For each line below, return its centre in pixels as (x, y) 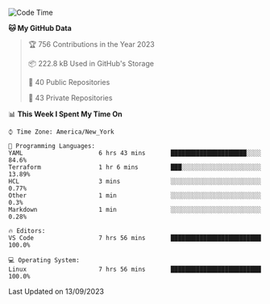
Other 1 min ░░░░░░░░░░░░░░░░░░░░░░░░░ (135, 196)
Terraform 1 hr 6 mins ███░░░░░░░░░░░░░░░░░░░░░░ (135, 167)
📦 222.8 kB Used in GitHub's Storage (91, 63)
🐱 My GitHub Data (40, 28)
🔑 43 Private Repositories (70, 98)
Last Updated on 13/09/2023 (56, 291)
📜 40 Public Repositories (69, 82)
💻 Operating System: (44, 260)
